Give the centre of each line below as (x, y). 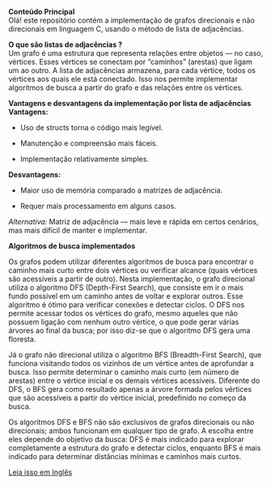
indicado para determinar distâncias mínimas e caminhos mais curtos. (125, 456)
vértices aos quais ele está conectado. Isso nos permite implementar (123, 79)
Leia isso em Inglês (40, 472)
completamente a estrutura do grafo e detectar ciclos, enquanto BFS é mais (135, 448)
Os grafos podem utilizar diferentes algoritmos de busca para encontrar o (131, 262)
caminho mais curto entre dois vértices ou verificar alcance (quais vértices (133, 270)
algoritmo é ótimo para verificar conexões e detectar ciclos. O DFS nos (127, 304)
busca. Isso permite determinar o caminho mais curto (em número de (124, 372)
